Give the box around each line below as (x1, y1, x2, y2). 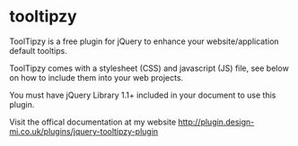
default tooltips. (9, 45, 67, 56)
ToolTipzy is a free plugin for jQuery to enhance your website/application (9, 36, 280, 47)
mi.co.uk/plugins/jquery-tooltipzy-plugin (9, 125, 159, 136)
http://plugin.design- (178, 116, 255, 127)
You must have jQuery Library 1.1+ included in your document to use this (9, 90, 276, 100)
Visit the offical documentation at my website (9, 116, 177, 127)
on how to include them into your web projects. (9, 72, 184, 82)
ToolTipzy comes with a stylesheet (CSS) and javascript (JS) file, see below (9, 63, 289, 73)
